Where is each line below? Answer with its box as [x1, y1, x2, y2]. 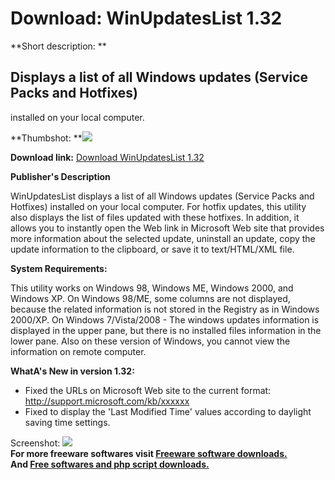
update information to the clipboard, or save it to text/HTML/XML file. [10, 243, 295, 255]
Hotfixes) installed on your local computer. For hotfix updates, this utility [10, 200, 307, 212]
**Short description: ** [10, 40, 107, 52]
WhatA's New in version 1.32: [10, 365, 135, 377]
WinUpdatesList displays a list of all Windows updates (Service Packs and [10, 190, 315, 202]
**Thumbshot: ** [10, 132, 83, 144]
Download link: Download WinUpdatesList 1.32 [10, 151, 205, 163]
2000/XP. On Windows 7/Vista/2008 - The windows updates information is [10, 313, 320, 326]
